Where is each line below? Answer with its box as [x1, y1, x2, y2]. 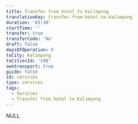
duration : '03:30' [6, 19, 51, 25]
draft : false [6, 42, 38, 48]
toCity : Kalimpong [6, 52, 51, 58]
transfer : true [6, 31, 43, 36]
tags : [6, 85, 19, 91]
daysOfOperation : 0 [6, 47, 54, 53]
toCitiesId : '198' [6, 58, 51, 63]
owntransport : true [6, 63, 54, 69]
